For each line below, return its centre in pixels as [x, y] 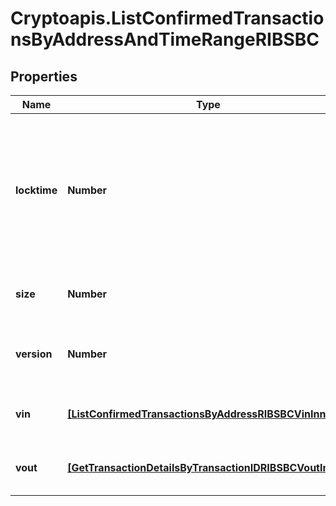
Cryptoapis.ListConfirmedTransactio [167, 18]
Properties [44, 76]
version [34, 354]
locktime [36, 190]
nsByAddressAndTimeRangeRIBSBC [165, 39]
